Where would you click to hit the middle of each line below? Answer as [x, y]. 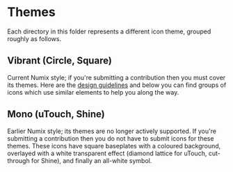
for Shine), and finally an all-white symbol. [91, 160]
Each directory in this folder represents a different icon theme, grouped [109, 31]
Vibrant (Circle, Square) [60, 61]
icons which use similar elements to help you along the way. [93, 92]
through [18, 160]
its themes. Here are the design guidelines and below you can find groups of [117, 85]
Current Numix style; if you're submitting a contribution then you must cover [116, 77]
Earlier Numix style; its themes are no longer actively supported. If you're [112, 131]
